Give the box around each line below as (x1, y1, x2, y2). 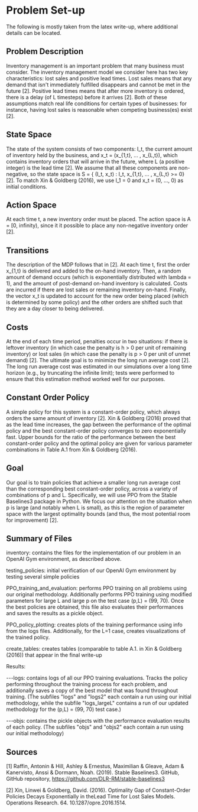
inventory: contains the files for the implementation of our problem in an (6, 549, 181, 556)
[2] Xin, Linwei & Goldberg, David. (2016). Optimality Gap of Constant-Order (6, 787, 191, 794)
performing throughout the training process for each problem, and (6, 681, 167, 688)
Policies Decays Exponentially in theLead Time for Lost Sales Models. (6, 793, 176, 800)
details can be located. (6, 29, 62, 36)
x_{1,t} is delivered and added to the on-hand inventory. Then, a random (6, 267, 181, 275)
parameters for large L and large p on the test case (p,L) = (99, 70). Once (6, 597, 184, 605)
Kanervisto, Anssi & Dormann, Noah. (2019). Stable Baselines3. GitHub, (6, 769, 180, 776)
